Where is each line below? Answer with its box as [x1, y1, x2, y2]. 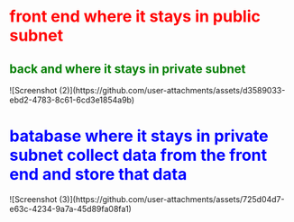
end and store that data [9, 164, 188, 185]
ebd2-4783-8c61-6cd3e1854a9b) [9, 94, 135, 105]
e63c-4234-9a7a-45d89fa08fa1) [9, 203, 133, 214]
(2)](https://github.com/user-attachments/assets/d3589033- [59, 85, 286, 95]
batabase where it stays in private [9, 126, 269, 147]
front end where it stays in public [9, 6, 262, 27]
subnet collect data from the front [9, 146, 268, 165]
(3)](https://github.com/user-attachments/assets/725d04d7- [59, 193, 285, 204]
